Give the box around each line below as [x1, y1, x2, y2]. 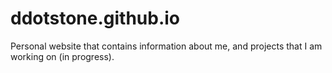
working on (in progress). [10, 50, 115, 62]
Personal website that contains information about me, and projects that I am [10, 40, 323, 52]
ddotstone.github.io [10, 7, 181, 30]
